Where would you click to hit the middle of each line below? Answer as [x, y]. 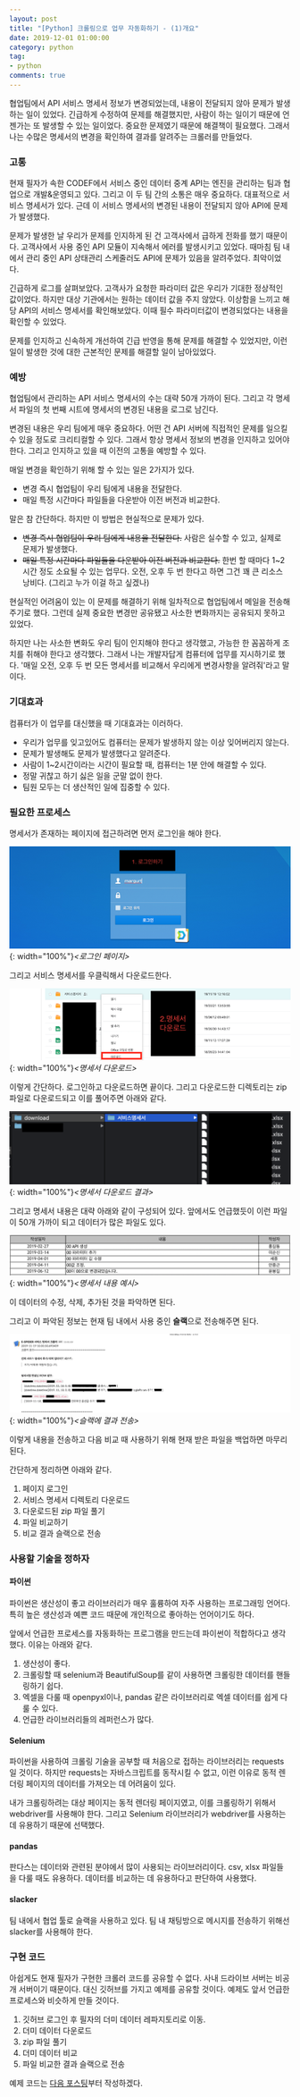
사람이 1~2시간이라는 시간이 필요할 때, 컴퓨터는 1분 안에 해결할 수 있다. [144, 764]
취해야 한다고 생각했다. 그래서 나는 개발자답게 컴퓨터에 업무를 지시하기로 [151, 654]
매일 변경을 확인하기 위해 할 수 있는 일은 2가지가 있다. [102, 470]
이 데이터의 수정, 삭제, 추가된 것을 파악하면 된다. [92, 1301]
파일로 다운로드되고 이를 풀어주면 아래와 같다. [88, 1098]
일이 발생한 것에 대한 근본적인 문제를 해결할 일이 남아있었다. [113, 352]
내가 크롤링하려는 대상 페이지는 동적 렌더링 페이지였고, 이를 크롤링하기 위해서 [143, 1803]
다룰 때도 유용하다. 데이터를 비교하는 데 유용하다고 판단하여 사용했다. [137, 1878]
